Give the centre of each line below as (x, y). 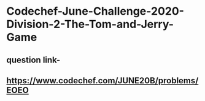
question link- (33, 60)
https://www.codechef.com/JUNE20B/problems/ (102, 80)
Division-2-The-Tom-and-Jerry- (90, 24)
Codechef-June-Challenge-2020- (95, 11)
